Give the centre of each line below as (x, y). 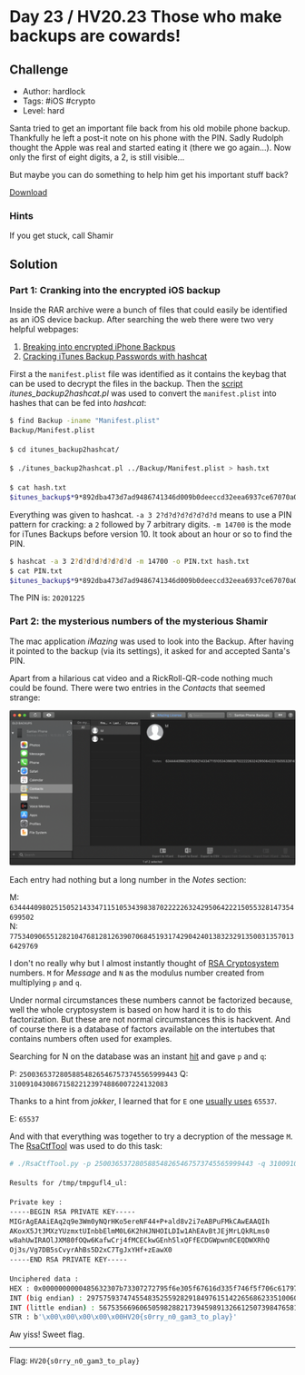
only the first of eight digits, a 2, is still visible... (97, 157)
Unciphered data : (44, 1279)
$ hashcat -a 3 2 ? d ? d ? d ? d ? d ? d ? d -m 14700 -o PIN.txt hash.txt (129, 561)
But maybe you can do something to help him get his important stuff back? (149, 175)
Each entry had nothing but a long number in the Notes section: (128, 880)
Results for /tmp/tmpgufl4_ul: (69, 1183)
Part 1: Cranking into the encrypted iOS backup (115, 290)
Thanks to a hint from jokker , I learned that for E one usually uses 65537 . (143, 1102)
